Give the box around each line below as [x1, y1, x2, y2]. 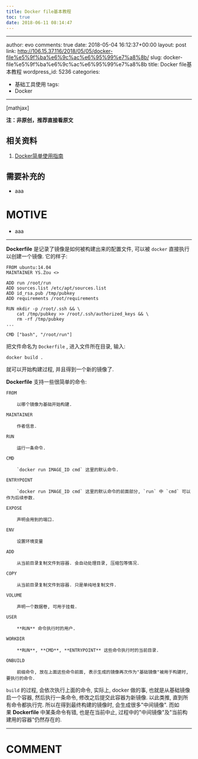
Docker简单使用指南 [14, 152, 64, 159]
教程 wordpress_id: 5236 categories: [11, 69, 100, 76]
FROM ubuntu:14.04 [6, 264, 51, 271]
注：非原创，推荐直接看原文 [6, 116, 74, 124]
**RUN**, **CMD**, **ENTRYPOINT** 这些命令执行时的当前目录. [16, 647, 159, 653]
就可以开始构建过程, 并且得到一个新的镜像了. [6, 366, 114, 373]
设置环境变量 [16, 538, 43, 544]
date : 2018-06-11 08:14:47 [6, 19, 72, 25]
